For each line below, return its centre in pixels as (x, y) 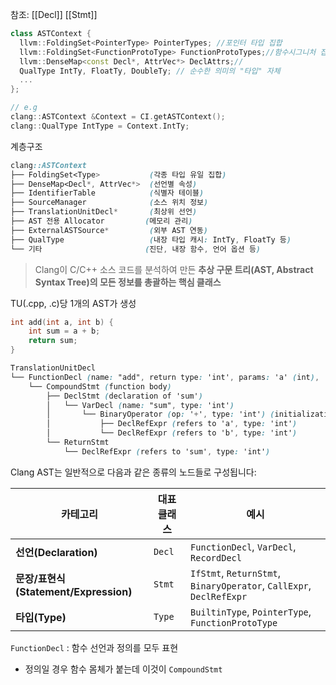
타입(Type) (41, 617)
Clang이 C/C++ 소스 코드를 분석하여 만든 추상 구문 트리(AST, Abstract (174, 269)
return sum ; (53, 341)
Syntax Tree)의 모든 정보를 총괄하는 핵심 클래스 (128, 282)
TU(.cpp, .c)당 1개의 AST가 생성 (73, 303)
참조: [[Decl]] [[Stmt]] (54, 14)
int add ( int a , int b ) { (62, 322)
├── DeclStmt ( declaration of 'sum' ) (124, 396)
